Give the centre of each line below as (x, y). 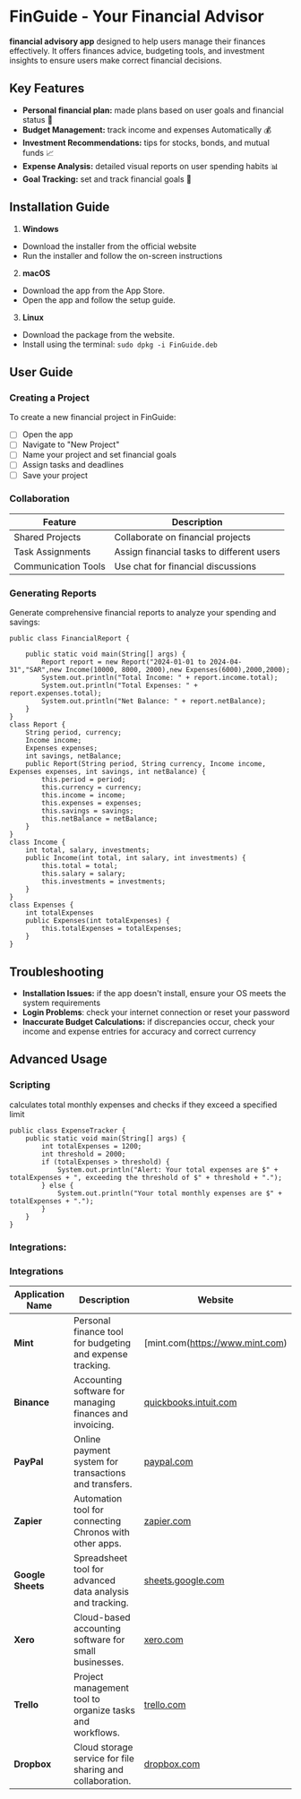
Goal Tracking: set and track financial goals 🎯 (107, 179)
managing (95, 1402)
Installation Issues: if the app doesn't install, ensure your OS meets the (154, 993)
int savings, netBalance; (74, 756)
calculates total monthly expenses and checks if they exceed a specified (143, 1105)
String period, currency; (74, 733)
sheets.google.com (184, 1580)
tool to (86, 1699)
